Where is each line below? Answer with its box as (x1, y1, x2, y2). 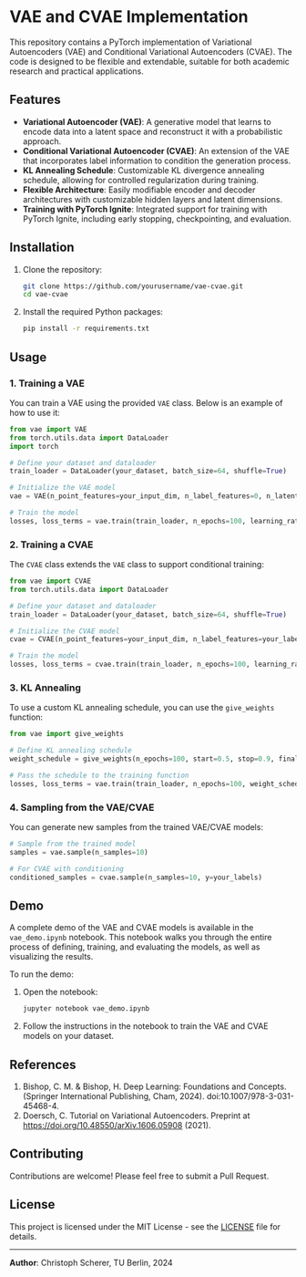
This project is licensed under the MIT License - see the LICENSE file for (9, 1220, 280, 1232)
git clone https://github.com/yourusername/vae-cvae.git (22, 281, 244, 291)
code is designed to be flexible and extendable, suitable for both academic (9, 56, 290, 67)
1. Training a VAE (9, 377, 85, 389)
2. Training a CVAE (9, 538, 94, 551)
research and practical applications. (9, 66, 144, 77)
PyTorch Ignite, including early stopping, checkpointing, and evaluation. (22, 213, 291, 224)
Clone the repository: (22, 264, 103, 275)
